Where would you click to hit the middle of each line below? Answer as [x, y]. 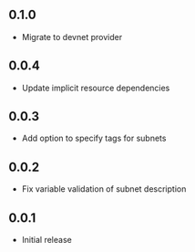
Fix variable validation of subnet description [104, 189]
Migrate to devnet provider [72, 37]
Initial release [46, 240]
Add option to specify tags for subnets [94, 138]
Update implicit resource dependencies [96, 88]
